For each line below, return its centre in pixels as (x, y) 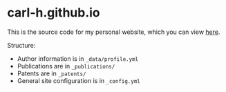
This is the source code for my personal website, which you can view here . (114, 32)
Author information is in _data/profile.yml (78, 58)
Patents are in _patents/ (51, 73)
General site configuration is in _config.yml (78, 80)
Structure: (21, 45)
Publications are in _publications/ (66, 66)
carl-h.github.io (54, 13)
